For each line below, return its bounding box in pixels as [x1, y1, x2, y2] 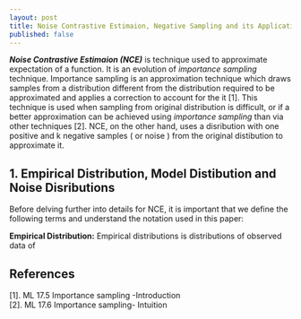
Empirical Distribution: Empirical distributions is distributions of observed [9, 230, 282, 242]
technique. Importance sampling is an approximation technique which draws [9, 73, 291, 84]
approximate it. [9, 140, 64, 151]
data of [9, 240, 36, 251]
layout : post [9, 13, 58, 22]
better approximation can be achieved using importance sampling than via [9, 111, 284, 122]
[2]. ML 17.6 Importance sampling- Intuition [9, 299, 168, 310]
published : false [9, 30, 74, 39]
